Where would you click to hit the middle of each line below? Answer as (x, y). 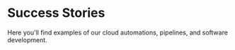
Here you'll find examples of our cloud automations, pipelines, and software (118, 32)
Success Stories (56, 13)
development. (27, 39)
